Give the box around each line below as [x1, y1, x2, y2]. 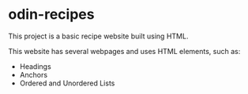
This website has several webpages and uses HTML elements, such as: [8, 46, 241, 56]
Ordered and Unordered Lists [19, 78, 115, 88]
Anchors [19, 70, 48, 79]
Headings [19, 61, 51, 71]
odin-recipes [8, 5, 95, 23]
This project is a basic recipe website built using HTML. [8, 31, 189, 41]
